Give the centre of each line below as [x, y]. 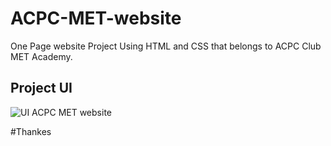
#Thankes [31, 131]
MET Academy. [41, 56]
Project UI [41, 88]
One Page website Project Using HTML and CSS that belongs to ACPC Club [166, 46]
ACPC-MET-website [96, 18]
